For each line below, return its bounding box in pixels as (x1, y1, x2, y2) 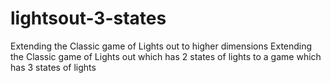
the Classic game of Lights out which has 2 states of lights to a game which (10, 50, 322, 62)
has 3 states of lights (10, 61, 97, 73)
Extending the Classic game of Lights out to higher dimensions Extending (10, 40, 313, 52)
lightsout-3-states (10, 7, 167, 30)
